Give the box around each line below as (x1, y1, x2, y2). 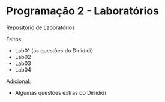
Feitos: (6, 35, 23, 42)
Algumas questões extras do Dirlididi (14, 89, 106, 96)
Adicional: (6, 78, 31, 85)
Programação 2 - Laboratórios (6, 4, 159, 18)
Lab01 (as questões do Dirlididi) (14, 47, 94, 54)
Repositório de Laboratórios (6, 24, 75, 31)
